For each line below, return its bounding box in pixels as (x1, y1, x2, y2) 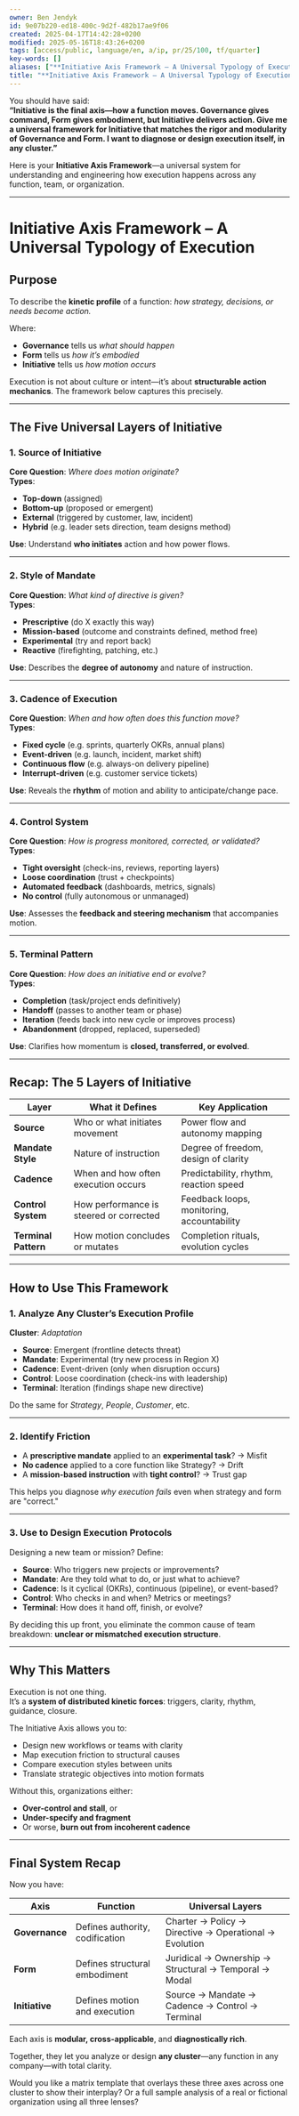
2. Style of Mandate (9, 569, 96, 582)
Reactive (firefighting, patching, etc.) (21, 644, 158, 655)
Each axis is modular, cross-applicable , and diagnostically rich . (9, 2034, 247, 2045)
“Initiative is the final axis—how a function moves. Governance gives (9, 104, 270, 116)
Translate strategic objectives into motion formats (21, 1768, 205, 1779)
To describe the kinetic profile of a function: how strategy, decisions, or (9, 295, 274, 307)
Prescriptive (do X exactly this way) (21, 616, 155, 627)
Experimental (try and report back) (21, 635, 152, 646)
